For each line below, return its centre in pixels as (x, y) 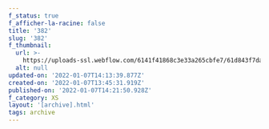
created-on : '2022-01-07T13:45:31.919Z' (77, 83)
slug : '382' (28, 38)
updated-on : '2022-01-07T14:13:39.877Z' (77, 75)
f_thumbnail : (30, 46)
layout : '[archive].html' (51, 105)
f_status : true (34, 16)
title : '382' (30, 30)
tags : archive (32, 113)
